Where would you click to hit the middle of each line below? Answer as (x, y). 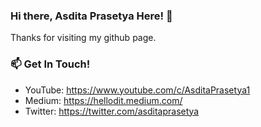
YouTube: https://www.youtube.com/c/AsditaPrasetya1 (137, 90)
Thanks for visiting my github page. (83, 38)
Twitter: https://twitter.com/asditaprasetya (112, 111)
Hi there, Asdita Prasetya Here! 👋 (91, 16)
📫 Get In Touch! (50, 64)
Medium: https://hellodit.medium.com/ (103, 100)
